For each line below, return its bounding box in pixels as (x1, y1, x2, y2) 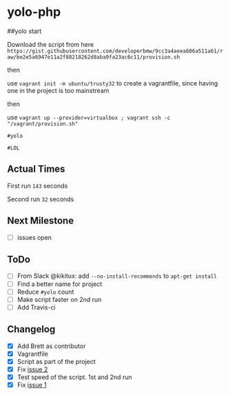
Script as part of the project (17, 357, 96, 365)
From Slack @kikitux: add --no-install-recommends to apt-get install (17, 272, 217, 280)
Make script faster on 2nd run (17, 295, 102, 303)
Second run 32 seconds (7, 194, 74, 203)
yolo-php (7, 4, 61, 20)
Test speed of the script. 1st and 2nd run (17, 373, 132, 381)
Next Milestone (7, 215, 74, 227)
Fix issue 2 (17, 365, 48, 373)
